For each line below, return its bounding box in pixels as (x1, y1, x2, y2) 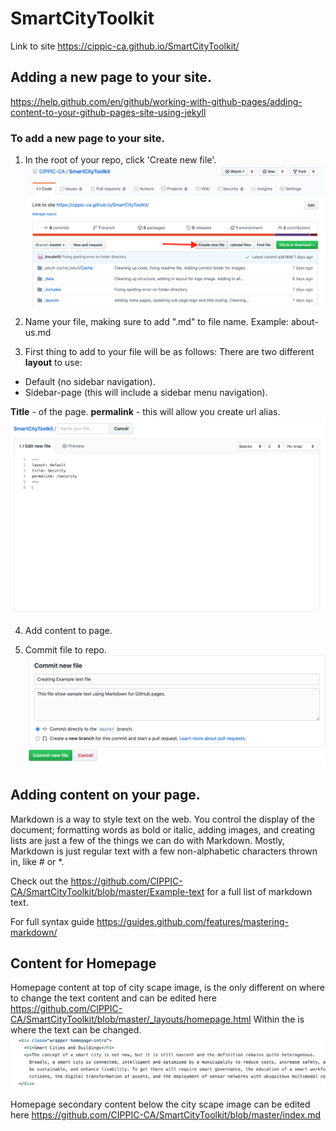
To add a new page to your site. (10, 131, 166, 145)
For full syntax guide (10, 915, 95, 927)
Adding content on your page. (10, 787, 201, 804)
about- (291, 316, 319, 328)
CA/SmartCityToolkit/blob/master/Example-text (10, 885, 205, 897)
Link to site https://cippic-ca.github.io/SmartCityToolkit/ (10, 40, 240, 52)
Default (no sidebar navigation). (24, 376, 156, 388)
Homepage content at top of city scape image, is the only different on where (10, 982, 325, 994)
